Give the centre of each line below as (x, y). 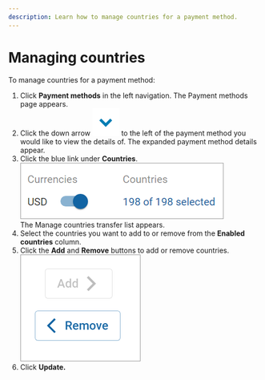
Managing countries (77, 57)
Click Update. (43, 367)
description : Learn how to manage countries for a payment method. (123, 17)
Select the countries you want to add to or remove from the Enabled (132, 233)
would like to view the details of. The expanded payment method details (139, 141)
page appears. (44, 103)
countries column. (50, 241)
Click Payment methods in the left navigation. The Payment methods (134, 95)
